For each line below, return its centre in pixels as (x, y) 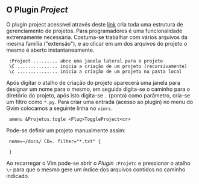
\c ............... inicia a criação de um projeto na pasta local (95, 72)
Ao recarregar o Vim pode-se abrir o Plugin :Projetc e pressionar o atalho (99, 163)
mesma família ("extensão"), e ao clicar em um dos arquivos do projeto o (97, 43)
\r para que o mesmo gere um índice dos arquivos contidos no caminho (96, 169)
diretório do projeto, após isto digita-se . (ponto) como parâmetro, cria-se (98, 95)
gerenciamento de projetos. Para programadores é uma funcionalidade (94, 31)
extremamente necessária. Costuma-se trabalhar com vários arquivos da (97, 37)
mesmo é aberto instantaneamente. (50, 50)
